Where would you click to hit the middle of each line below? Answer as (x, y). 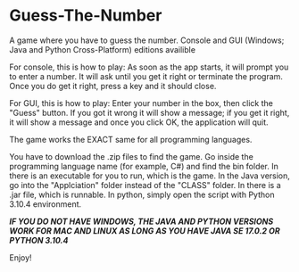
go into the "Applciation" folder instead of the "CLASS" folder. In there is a (145, 185)
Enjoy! (21, 257)
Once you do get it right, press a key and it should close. (113, 86)
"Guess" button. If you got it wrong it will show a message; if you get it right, (149, 112)
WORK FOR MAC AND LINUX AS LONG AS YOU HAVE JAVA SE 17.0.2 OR (145, 231)
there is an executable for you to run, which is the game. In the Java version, (149, 176)
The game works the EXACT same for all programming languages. (131, 139)
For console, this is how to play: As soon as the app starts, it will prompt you (149, 67)
